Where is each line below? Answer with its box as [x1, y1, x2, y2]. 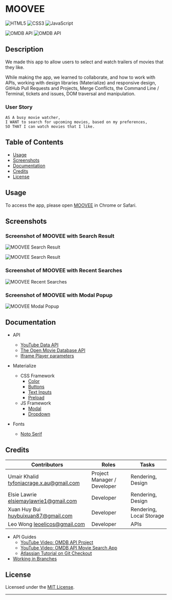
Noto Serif [20, 431, 42, 437]
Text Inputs [28, 389, 52, 395]
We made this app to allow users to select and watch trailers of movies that [5, 59, 164, 65]
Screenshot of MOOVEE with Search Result [5, 232, 115, 239]
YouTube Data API [20, 342, 59, 348]
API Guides [12, 534, 37, 540]
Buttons [28, 383, 45, 390]
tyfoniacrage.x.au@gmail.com [8, 479, 80, 486]
